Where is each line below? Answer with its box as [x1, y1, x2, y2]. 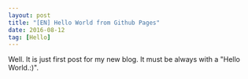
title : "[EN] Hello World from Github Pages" [8, 19, 160, 27]
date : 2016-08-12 [8, 26, 65, 34]
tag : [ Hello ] [8, 33, 51, 41]
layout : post [8, 11, 51, 20]
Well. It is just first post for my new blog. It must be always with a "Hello [8, 55, 240, 64]
